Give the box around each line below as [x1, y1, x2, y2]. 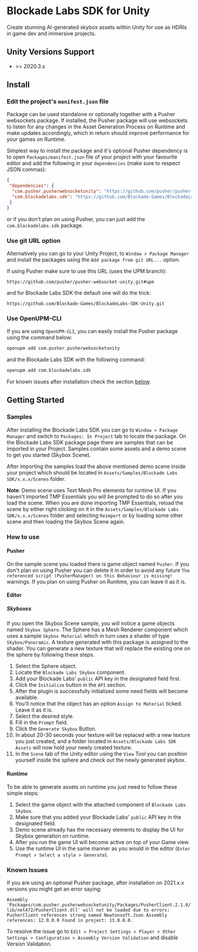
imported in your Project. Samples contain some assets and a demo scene [6, 445, 187, 452]
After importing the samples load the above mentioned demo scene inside [6, 463, 186, 470]
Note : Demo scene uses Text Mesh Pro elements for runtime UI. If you [6, 486, 177, 493]
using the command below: [6, 334, 73, 341]
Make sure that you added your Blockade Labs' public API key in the [15, 813, 182, 821]
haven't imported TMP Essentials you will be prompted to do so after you [6, 493, 183, 500]
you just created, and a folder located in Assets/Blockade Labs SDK [15, 738, 177, 745]
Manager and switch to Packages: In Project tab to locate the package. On [6, 432, 187, 440]
